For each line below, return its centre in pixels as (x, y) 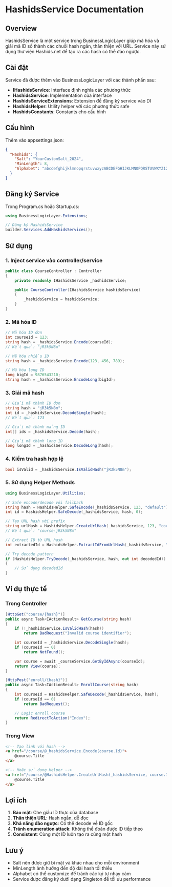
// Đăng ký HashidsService (34, 225)
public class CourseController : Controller (53, 271)
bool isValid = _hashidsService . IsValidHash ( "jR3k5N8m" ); (68, 469)
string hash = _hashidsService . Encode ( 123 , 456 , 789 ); (65, 361)
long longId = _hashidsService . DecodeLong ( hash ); (59, 446)
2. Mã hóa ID (21, 322)
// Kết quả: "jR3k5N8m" (33, 347)
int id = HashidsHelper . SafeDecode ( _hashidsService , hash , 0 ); (74, 512)
